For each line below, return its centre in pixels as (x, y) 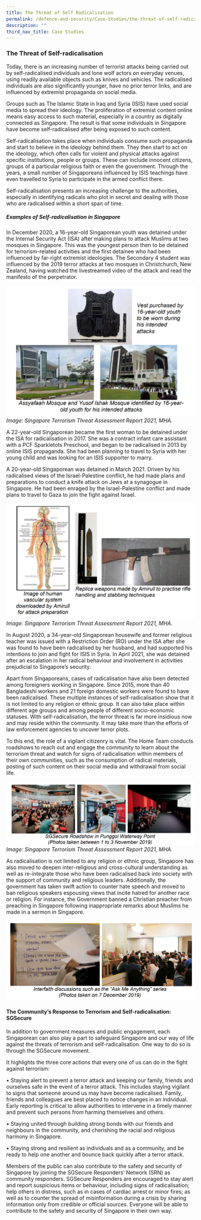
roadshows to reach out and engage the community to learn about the (93, 747)
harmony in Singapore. (34, 1136)
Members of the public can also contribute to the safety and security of (94, 1166)
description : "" (26, 25)
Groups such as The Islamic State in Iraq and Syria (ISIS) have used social (97, 103)
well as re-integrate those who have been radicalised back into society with (99, 873)
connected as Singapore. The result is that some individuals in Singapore (96, 122)
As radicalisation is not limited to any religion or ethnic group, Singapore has (100, 861)
